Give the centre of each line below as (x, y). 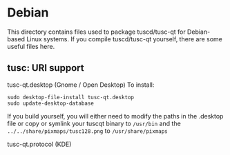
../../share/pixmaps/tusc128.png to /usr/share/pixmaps (87, 131)
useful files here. (31, 46)
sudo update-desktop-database (51, 103)
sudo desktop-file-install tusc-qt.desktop (71, 97)
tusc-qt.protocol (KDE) (39, 144)
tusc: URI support (46, 68)
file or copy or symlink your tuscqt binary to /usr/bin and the (94, 123)
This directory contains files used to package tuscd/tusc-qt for (96, 32)
